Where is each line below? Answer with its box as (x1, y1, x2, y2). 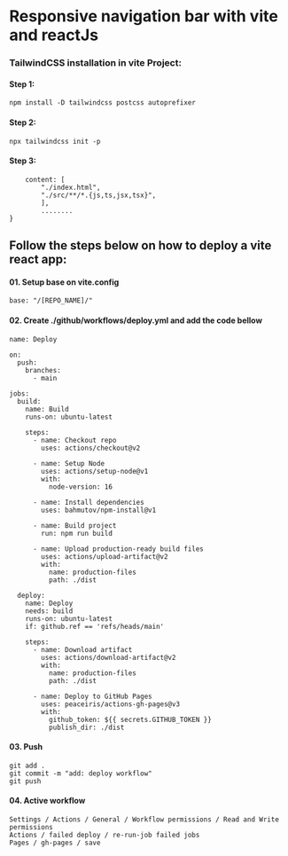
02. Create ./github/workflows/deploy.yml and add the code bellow (9, 315, 263, 326)
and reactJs (9, 25, 99, 45)
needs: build (25, 606, 74, 616)
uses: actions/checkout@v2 (41, 444, 141, 452)
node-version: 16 (48, 482, 113, 491)
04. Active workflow (9, 796, 86, 806)
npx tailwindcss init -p (9, 137, 101, 145)
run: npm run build (41, 529, 113, 538)
